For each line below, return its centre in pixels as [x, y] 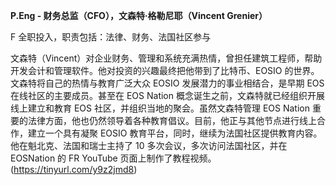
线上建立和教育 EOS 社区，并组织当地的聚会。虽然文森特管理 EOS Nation [160, 108]
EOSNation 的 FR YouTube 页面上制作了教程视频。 [113, 158]
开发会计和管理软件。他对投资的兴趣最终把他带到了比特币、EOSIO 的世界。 [165, 70]
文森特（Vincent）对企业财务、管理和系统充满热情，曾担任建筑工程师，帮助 [166, 58]
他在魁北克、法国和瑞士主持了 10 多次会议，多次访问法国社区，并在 [149, 145]
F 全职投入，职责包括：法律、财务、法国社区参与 [111, 37]
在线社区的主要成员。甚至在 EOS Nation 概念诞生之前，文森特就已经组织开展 [167, 95]
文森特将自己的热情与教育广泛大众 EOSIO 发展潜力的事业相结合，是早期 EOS [167, 83]
